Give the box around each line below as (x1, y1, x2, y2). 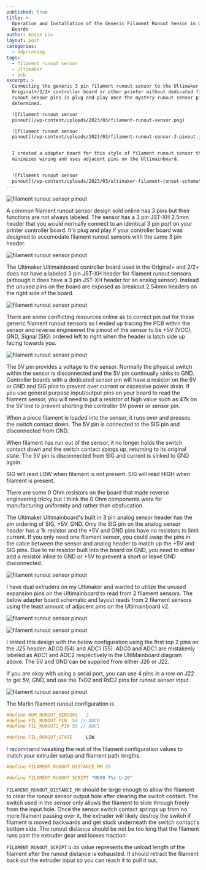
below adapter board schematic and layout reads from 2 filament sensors (6, 596, 192, 603)
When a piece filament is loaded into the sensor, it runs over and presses (6, 414, 191, 421)
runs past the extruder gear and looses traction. (6, 831, 128, 839)
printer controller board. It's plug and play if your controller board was (6, 226, 183, 234)
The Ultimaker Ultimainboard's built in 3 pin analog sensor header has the (6, 514, 193, 521)
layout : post (6, 37, 40, 44)
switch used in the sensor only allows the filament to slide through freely (6, 799, 189, 806)
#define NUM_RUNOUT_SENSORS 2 (6, 712, 89, 718)
